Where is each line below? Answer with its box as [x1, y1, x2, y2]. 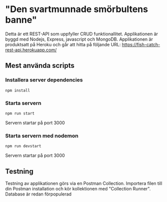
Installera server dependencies [5, 76, 83, 83]
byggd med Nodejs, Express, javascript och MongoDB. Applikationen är [5, 36, 153, 42]
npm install [5, 88, 30, 93]
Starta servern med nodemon [5, 132, 79, 139]
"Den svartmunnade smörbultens [5, 4, 148, 15]
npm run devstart [5, 144, 42, 149]
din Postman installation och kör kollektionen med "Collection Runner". [5, 186, 151, 192]
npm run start [5, 111, 35, 116]
